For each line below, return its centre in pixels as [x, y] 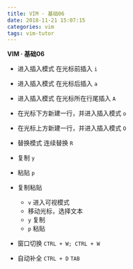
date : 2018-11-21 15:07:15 [46, 20]
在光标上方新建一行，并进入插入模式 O [72, 128]
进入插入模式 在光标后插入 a [57, 84]
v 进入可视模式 [48, 203]
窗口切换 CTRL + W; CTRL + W [58, 243]
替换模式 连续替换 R [45, 143]
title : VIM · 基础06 [36, 14]
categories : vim [31, 27]
